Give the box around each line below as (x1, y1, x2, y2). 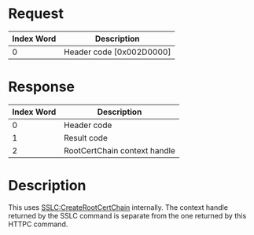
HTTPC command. (8, 219, 68, 229)
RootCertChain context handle (64, 145, 175, 156)
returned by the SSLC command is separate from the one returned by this (8, 211, 247, 220)
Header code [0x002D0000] (64, 46, 171, 57)
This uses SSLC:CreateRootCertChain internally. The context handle (8, 202, 228, 212)
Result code (64, 132, 108, 143)
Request (8, 5, 64, 23)
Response (8, 78, 75, 96)
